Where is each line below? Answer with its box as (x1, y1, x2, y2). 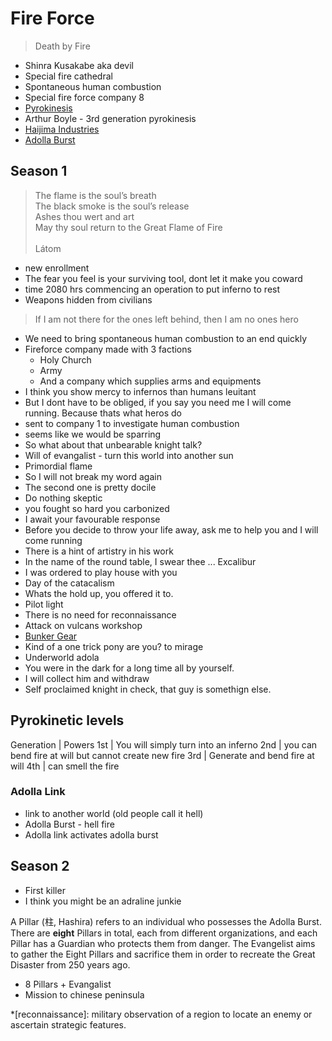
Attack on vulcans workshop (24, 619, 143, 631)
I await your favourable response (24, 513, 161, 525)
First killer (24, 884, 66, 896)
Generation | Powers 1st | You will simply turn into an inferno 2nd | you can (10, 738, 318, 751)
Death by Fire (34, 40, 91, 52)
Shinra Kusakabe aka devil (24, 59, 134, 71)
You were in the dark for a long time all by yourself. (24, 662, 235, 674)
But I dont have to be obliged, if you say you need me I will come (24, 396, 292, 408)
